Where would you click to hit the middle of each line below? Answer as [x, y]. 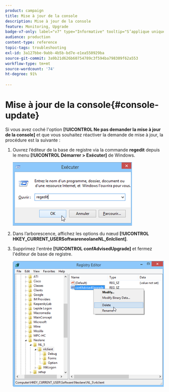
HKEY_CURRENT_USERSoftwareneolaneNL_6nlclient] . [70, 239]
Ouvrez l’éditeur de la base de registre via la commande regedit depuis [86, 150]
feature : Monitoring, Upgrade [37, 27]
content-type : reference [31, 43]
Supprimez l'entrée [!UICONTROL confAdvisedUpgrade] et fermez [82, 248]
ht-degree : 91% [21, 74]
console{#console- [118, 105]
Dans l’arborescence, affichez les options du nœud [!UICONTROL [81, 233]
